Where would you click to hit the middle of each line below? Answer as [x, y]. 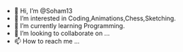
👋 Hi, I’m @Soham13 [43, 11]
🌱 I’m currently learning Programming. [69, 26]
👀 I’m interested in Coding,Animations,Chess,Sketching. [95, 18]
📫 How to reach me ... [47, 41]
